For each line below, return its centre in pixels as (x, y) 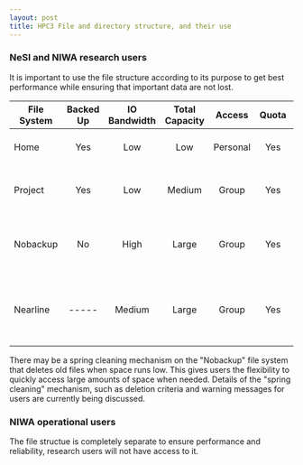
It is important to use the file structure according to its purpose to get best (147, 77)
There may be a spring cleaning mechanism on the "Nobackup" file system (149, 360)
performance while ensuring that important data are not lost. (122, 87)
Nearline (32, 310)
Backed (83, 109)
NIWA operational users (63, 422)
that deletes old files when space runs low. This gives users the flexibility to (150, 369)
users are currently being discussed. (78, 398)
